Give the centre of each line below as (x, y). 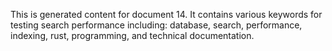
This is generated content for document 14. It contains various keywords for (166, 14)
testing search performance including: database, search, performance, (156, 25)
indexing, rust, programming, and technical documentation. (132, 35)
